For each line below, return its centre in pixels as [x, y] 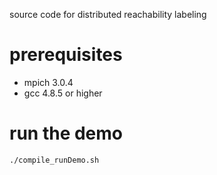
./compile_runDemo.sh [54, 160]
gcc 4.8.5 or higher [63, 93]
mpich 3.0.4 [48, 82]
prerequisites [66, 55]
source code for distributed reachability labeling [108, 14]
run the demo [66, 133]
